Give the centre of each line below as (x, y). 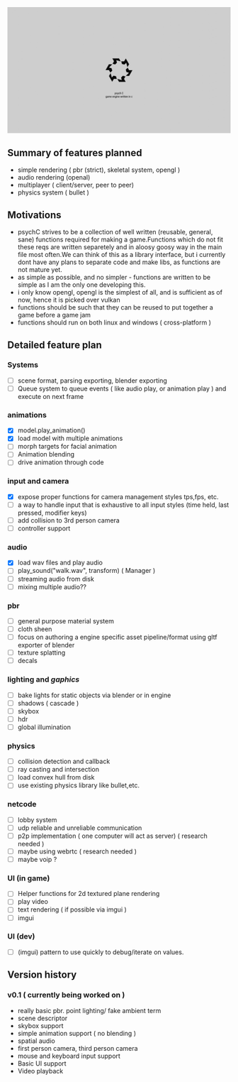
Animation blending (46, 454)
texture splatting (41, 652)
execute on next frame (50, 396)
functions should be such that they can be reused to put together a (115, 307)
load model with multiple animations (70, 438)
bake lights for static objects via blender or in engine (94, 695)
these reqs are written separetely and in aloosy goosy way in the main (120, 247)
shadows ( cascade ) (48, 703)
